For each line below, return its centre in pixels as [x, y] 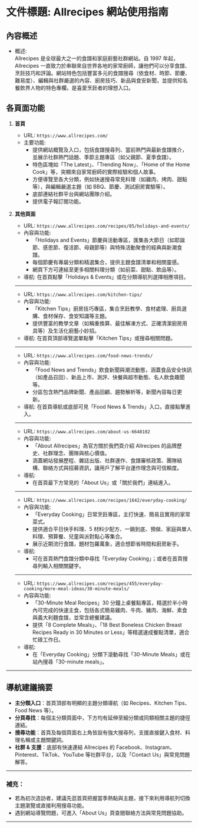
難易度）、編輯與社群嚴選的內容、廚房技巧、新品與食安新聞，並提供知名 [101, 80]
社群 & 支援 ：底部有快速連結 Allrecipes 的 [65, 747]
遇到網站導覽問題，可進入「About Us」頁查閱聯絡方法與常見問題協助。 [101, 813]
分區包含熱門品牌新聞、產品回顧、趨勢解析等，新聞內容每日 [105, 392]
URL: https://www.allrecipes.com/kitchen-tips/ [83, 294]
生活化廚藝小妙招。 [76, 330]
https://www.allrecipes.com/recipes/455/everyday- [100, 584]
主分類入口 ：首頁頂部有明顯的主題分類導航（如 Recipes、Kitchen [94, 703]
